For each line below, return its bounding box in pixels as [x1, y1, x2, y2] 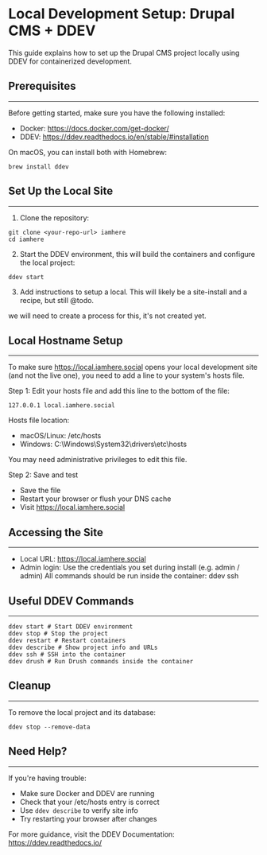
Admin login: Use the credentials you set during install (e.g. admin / [19, 562, 240, 573]
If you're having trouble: [8, 773, 87, 783]
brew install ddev [8, 162, 69, 171]
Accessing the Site [8, 526, 103, 539]
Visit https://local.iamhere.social [19, 503, 126, 512]
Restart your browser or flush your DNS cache [19, 494, 172, 503]
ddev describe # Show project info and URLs [8, 643, 158, 651]
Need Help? [8, 744, 68, 758]
